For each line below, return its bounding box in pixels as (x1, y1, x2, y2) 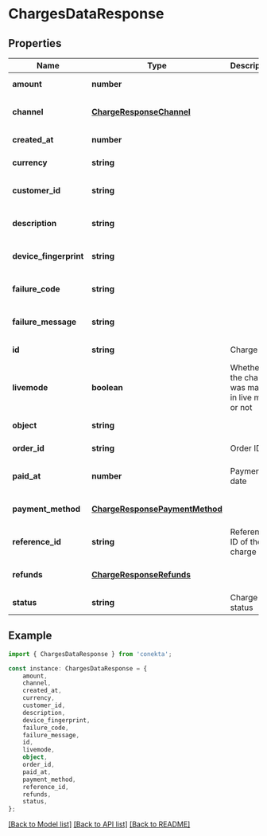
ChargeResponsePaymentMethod (91, 503, 222, 514)
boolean (91, 382, 123, 393)
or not (230, 402, 253, 412)
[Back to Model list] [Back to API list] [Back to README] (8, 819, 191, 829)
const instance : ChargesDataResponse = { (8, 664, 148, 673)
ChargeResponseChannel (91, 107, 191, 117)
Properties (8, 37, 62, 50)
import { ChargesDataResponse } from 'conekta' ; (8, 650, 172, 658)
